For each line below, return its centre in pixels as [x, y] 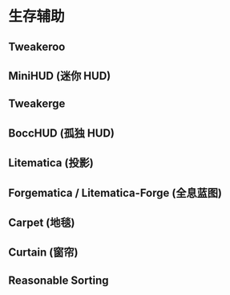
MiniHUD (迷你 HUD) [60, 76]
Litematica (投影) [51, 163]
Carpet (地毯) [42, 222]
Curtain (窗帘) [43, 253]
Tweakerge [37, 104]
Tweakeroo [37, 46]
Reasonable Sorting [59, 280]
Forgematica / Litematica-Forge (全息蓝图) [115, 193]
